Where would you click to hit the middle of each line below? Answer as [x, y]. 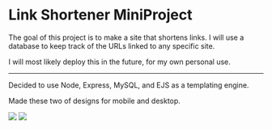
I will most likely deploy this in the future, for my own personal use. [119, 62]
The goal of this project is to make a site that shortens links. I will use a [126, 37]
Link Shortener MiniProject [100, 15]
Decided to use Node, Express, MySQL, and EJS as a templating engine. [129, 85]
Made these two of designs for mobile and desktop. [94, 101]
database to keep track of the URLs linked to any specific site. [112, 45]
